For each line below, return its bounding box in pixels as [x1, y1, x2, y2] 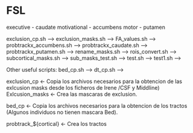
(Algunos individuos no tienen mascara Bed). [6, 108, 118, 116]
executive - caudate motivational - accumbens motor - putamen [6, 23, 166, 31]
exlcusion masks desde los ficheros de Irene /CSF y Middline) [6, 84, 160, 91]
